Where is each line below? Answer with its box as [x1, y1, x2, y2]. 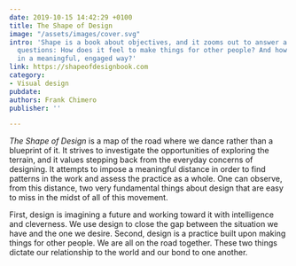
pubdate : [9, 87, 42, 96]
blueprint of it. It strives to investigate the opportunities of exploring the [9, 145, 270, 156]
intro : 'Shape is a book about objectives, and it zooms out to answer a [9, 37, 288, 47]
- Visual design [9, 79, 69, 88]
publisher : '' [9, 104, 62, 113]
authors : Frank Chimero [9, 95, 97, 105]
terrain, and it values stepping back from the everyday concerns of [9, 154, 253, 165]
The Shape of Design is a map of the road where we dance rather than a [9, 136, 273, 146]
